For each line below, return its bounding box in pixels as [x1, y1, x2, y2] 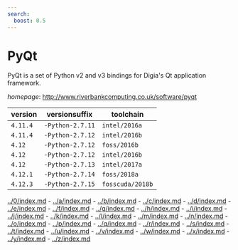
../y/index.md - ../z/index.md [7, 234, 91, 243]
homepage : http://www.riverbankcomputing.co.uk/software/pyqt [7, 93, 198, 101]
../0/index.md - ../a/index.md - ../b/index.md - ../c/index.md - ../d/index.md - [7, 197, 232, 205]
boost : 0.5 [13, 17, 46, 24]
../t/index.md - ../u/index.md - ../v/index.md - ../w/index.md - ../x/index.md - [7, 227, 230, 236]
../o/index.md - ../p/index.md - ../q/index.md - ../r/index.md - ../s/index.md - [7, 219, 229, 228]
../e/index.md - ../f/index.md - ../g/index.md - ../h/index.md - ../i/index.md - [7, 204, 227, 213]
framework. [7, 79, 41, 88]
